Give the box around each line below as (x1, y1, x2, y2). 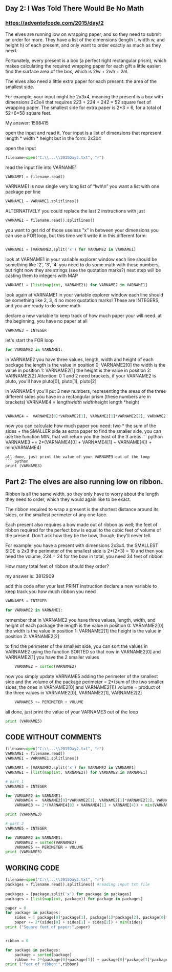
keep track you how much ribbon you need (5, 588, 96, 595)
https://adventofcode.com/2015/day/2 (5, 19, 104, 27)
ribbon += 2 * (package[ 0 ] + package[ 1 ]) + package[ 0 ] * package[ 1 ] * (14, 957, 153, 962)
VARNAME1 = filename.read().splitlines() (5, 218, 95, 223)
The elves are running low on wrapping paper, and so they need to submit (5, 31, 161, 37)
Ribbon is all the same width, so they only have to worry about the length (5, 491, 159, 497)
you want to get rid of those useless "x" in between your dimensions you (5, 227, 159, 234)
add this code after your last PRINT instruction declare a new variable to (5, 583, 157, 589)
